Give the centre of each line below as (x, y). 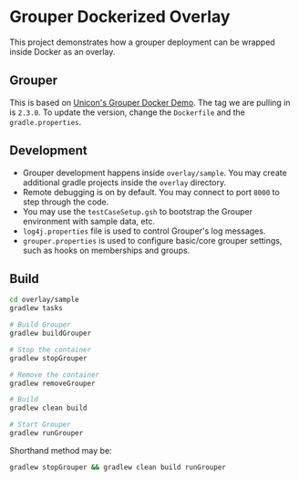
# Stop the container (51, 350)
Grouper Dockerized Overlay (120, 17)
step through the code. (66, 202)
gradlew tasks (36, 308)
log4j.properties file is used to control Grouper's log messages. (144, 231)
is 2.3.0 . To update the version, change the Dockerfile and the (128, 112)
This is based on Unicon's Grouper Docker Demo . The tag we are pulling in (150, 102)
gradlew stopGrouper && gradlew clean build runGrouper (118, 467)
